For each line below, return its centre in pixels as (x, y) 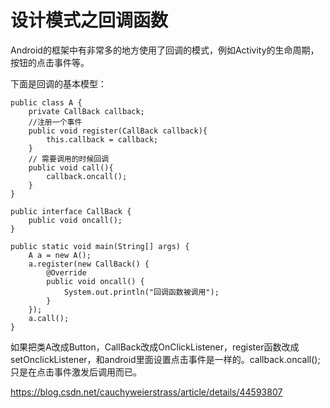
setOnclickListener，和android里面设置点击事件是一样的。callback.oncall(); (165, 359)
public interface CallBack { (71, 211)
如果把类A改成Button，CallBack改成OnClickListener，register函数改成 (155, 347)
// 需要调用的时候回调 (69, 159)
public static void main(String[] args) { (100, 246)
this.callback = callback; (102, 139)
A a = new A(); (60, 255)
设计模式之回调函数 (89, 20)
